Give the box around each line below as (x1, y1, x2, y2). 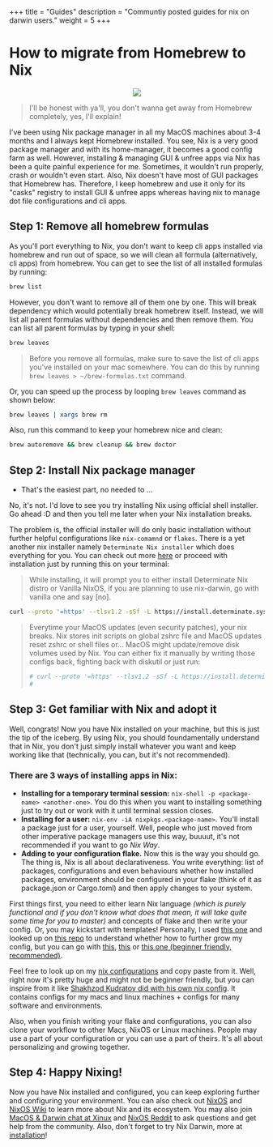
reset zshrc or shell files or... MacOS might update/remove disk (28, 639, 240, 649)
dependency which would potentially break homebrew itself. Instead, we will (9, 305, 264, 315)
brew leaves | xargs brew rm (9, 411, 108, 419)
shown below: (9, 394, 56, 404)
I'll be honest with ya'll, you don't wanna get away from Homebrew (28, 103, 253, 113)
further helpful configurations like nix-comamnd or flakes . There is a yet (9, 534, 245, 544)
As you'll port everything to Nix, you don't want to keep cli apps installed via (9, 241, 263, 250)
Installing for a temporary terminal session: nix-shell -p (20, 788, 215, 798)
